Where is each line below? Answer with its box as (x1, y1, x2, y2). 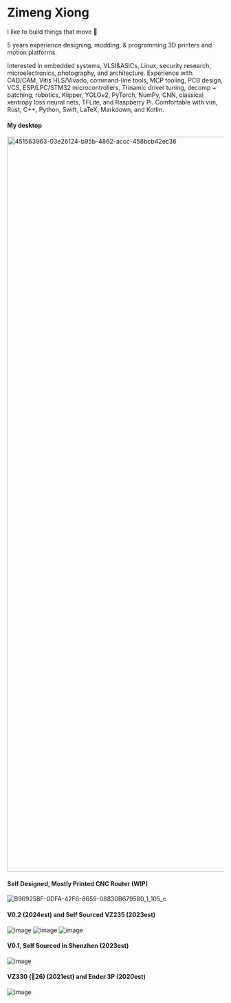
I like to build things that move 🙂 (7, 27, 98, 36)
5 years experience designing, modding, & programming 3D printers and (7, 41, 212, 49)
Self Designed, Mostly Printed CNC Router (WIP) (7, 879, 148, 888)
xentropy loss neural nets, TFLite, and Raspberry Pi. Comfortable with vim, (7, 98, 218, 106)
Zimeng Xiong (7, 5, 89, 21)
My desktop (7, 121, 43, 129)
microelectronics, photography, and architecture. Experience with (7, 69, 193, 77)
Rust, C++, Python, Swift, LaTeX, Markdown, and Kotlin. (7, 105, 164, 113)
